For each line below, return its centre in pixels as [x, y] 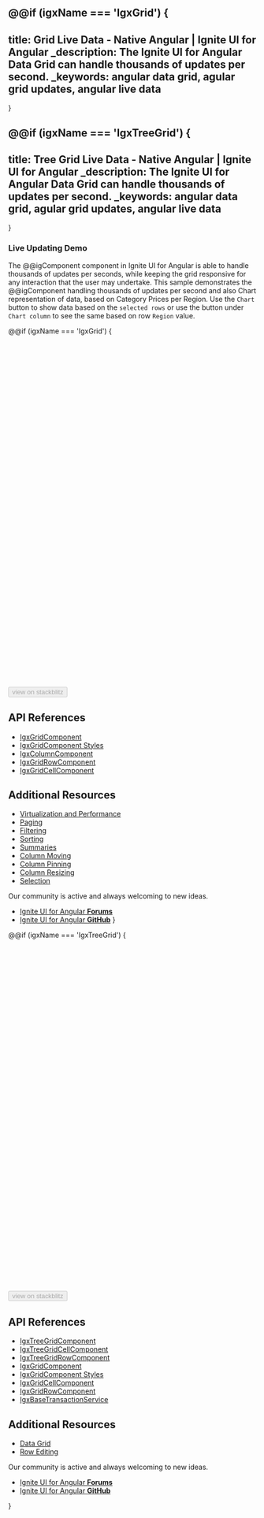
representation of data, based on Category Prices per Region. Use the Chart [131, 299]
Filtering [33, 831]
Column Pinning [45, 864]
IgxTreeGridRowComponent [65, 1358]
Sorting [32, 839]
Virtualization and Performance [70, 814]
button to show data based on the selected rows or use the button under [126, 307]
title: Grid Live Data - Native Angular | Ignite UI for [132, 40]
